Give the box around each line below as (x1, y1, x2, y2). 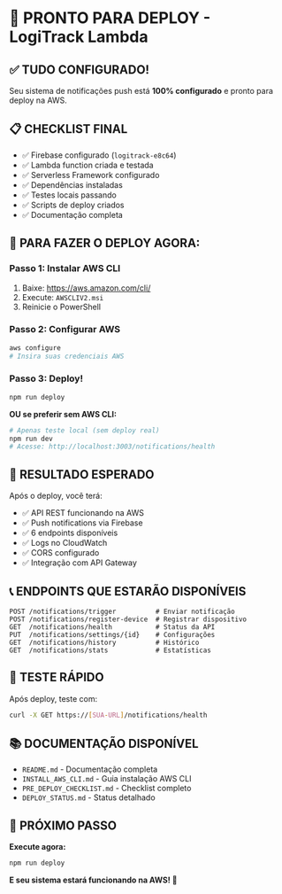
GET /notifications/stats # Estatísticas (9, 646, 212, 655)
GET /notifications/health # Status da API (9, 622, 216, 632)
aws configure (9, 343, 62, 353)
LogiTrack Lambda (9, 27, 149, 47)
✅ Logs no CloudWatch (21, 538, 108, 548)
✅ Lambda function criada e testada (21, 159, 154, 170)
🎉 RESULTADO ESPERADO (9, 467, 155, 482)
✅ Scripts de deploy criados (21, 199, 126, 210)
